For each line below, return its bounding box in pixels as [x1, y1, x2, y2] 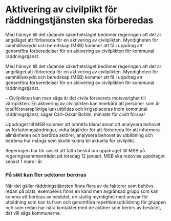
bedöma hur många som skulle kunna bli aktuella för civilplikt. [5, 137, 136, 144]
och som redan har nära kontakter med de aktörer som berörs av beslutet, [5, 205, 161, 211]
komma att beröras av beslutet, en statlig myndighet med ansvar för [5, 194, 148, 200]
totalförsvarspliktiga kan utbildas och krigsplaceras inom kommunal [5, 106, 147, 112]
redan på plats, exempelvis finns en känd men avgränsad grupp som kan [5, 188, 159, 194]
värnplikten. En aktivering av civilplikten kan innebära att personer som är [5, 100, 160, 106]
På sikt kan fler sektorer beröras [5, 171, 87, 178]
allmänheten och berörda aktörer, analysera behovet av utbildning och [5, 132, 154, 138]
